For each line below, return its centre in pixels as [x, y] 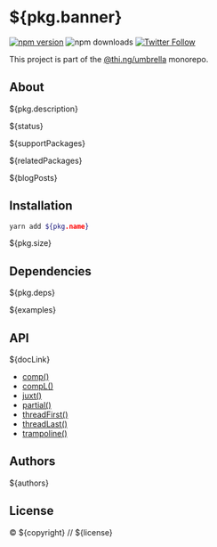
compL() [38, 387]
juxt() [32, 396]
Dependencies [50, 271]
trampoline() [45, 434]
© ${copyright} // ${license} [61, 532]
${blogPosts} [33, 177]
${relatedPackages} [46, 160]
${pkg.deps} [32, 293]
